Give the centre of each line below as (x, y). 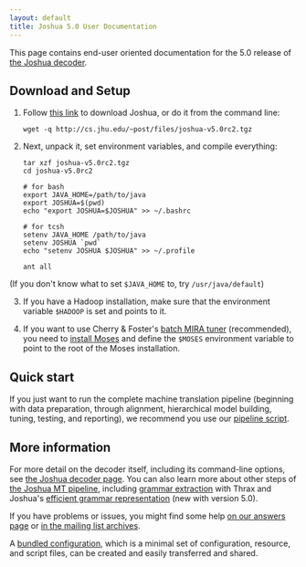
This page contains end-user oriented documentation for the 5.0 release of (151, 52)
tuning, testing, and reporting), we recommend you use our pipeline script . (149, 419)
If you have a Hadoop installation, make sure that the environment (147, 301)
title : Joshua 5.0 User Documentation (83, 26)
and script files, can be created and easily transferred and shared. (134, 552)
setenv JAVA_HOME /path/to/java (84, 235)
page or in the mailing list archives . (75, 525)
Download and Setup (70, 91)
